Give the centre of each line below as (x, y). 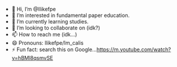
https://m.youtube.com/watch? (134, 49)
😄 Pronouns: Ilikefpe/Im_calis (47, 43)
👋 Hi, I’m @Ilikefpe (34, 9)
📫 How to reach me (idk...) (44, 34)
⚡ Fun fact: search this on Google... (54, 49)
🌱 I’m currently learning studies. (50, 21)
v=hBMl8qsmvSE (32, 58)
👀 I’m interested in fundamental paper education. (71, 15)
